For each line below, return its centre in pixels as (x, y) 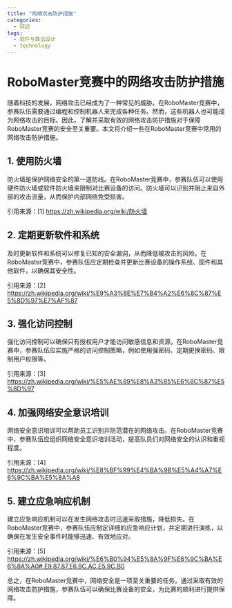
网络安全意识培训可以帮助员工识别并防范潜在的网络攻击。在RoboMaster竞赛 (115, 431)
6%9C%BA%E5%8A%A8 (44, 478)
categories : (24, 20)
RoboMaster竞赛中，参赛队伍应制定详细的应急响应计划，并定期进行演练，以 (115, 528)
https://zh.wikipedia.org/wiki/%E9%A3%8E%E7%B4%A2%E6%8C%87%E (114, 293)
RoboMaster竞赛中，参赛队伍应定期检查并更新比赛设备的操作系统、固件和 (112, 262)
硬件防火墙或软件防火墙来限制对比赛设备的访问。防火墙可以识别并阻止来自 (113, 188)
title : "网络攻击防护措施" (42, 14)
